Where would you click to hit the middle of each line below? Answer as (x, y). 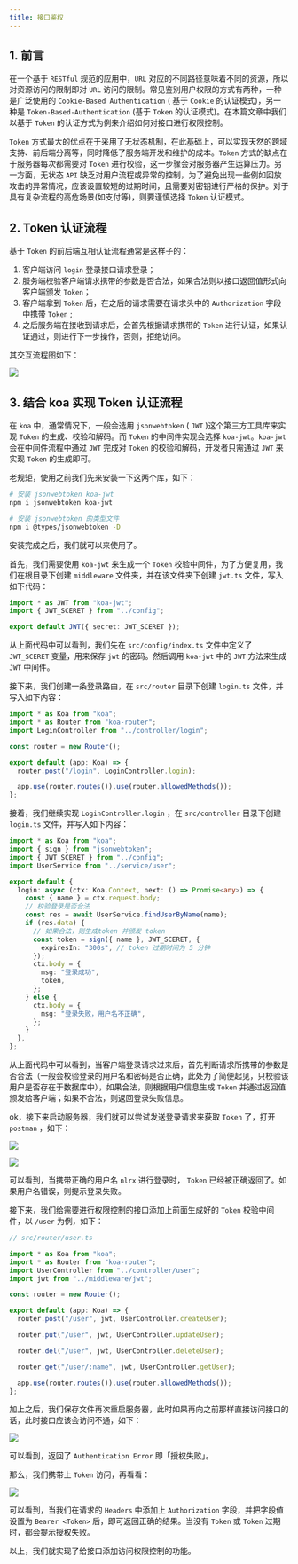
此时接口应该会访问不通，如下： (83, 1420)
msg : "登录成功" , (71, 972)
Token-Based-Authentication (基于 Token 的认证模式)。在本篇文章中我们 (156, 112)
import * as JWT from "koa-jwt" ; (71, 603)
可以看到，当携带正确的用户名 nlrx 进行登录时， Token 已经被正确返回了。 (144, 1180)
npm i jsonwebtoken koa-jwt (61, 502)
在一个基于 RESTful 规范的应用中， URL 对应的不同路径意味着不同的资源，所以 (149, 79)
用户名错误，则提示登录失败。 (71, 1191)
